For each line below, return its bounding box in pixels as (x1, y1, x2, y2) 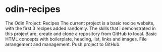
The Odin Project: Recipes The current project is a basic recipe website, (5, 20, 155, 26)
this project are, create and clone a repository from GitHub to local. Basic (5, 30, 157, 36)
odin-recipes (5, 3, 61, 15)
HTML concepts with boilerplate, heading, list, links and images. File (5, 36, 147, 42)
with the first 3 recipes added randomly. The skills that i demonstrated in (5, 25, 156, 31)
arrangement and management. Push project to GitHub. (5, 41, 121, 47)
